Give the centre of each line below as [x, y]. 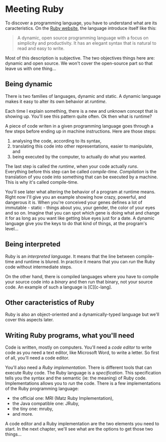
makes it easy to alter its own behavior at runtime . [56, 101]
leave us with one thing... [31, 69]
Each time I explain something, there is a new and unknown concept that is [81, 111]
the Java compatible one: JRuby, [46, 404]
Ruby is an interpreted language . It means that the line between [70, 256]
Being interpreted [33, 244]
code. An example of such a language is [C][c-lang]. [59, 287]
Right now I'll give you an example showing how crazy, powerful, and [76, 197]
